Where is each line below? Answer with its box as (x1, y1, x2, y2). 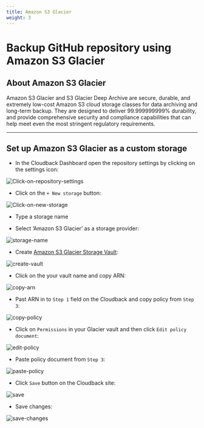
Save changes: (15, 403, 53, 410)
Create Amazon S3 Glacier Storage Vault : (15, 248, 118, 256)
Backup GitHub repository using (6, 41, 172, 55)
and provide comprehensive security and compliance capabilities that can (6, 113, 191, 121)
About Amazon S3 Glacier (6, 78, 106, 88)
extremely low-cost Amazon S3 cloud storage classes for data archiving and (6, 100, 198, 108)
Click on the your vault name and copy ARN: (15, 272, 126, 279)
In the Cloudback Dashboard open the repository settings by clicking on (15, 160, 195, 167)
